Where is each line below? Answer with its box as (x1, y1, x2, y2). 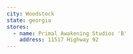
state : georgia (6, 17, 52, 24)
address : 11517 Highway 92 (19, 36, 99, 43)
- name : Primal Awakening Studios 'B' (13, 29, 128, 37)
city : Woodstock (6, 10, 54, 18)
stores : (6, 23, 30, 30)
